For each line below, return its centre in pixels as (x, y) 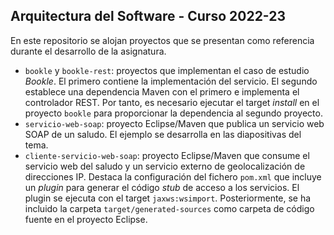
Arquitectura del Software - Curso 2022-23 (148, 16)
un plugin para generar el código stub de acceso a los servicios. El (162, 187)
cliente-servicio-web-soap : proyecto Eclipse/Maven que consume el (167, 155)
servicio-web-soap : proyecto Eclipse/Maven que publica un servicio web (174, 123)
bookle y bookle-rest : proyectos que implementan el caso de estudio (167, 70)
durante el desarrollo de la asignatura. (88, 51)
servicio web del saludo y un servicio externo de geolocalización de (165, 166)
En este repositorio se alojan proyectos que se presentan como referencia (162, 40)
